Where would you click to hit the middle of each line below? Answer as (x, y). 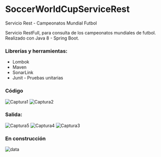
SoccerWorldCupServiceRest (68, 9)
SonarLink (23, 72)
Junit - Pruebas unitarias (38, 78)
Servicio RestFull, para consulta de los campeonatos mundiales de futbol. (80, 32)
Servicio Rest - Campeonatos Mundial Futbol (51, 23)
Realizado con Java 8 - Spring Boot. (42, 38)
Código (14, 91)
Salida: (14, 114)
